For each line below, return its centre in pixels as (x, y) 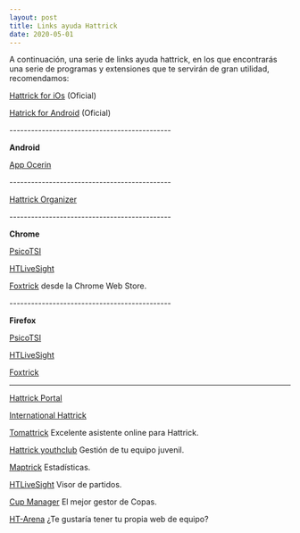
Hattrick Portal (36, 398)
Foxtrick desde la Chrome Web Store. (78, 286)
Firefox (23, 321)
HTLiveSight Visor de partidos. (66, 485)
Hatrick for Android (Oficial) (60, 113)
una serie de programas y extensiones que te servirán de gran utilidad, (139, 69)
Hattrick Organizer (43, 200)
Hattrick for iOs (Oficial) (53, 96)
